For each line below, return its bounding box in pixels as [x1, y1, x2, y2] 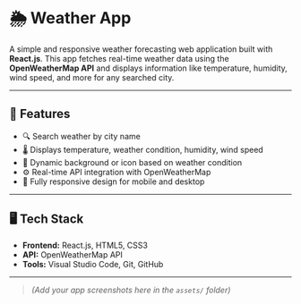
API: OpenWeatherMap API [21, 249, 124, 260]
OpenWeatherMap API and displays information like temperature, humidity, [9, 63, 288, 73]
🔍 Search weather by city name [21, 131, 141, 141]
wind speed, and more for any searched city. [9, 72, 175, 82]
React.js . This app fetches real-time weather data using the [9, 53, 230, 63]
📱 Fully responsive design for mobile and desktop [21, 176, 205, 187]
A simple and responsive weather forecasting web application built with [9, 43, 273, 55]
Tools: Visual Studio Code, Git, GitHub [21, 258, 164, 269]
